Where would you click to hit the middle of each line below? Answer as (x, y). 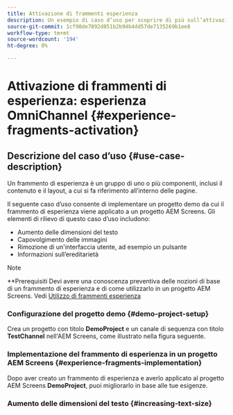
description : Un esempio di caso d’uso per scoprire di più (96, 20)
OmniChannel (48, 116)
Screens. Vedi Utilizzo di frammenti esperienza (74, 296)
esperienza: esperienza (77, 101)
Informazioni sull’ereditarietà (58, 254)
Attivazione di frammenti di (87, 86)
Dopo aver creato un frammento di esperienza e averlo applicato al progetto (116, 378)
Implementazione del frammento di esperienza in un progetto (112, 354)
